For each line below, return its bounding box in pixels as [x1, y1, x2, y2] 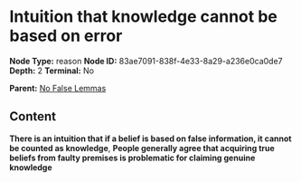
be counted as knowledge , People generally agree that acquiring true [9, 142, 276, 153]
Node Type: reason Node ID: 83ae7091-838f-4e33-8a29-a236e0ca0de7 [9, 55, 283, 66]
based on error [9, 25, 123, 46]
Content [9, 109, 57, 124]
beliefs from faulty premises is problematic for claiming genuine [9, 152, 256, 163]
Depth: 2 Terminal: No [9, 65, 95, 76]
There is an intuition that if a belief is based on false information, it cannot [9, 133, 292, 144]
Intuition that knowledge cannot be [9, 6, 277, 27]
